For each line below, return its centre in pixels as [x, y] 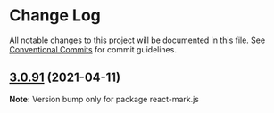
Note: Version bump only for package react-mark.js [104, 99]
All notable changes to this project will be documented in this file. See [137, 40]
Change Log [55, 16]
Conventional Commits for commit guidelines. [93, 49]
